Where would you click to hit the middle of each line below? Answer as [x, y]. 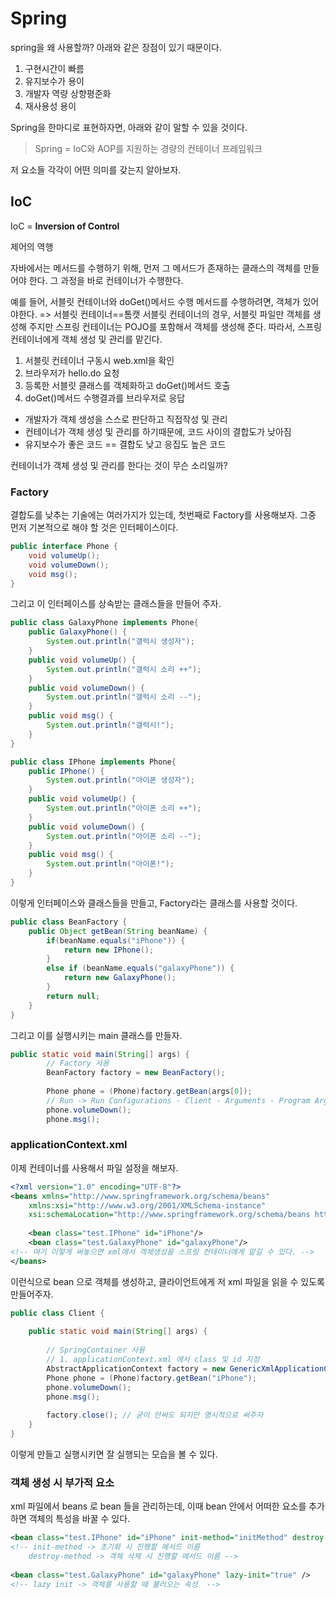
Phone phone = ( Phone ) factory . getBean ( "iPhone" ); [151, 1378]
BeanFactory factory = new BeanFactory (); [136, 1073]
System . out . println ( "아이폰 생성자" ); [120, 780]
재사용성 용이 [50, 106]
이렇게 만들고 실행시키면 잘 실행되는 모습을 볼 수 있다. [114, 1454]
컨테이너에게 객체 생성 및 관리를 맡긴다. [86, 339]
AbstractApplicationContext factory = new [136, 1368]
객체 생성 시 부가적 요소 [62, 1482]
